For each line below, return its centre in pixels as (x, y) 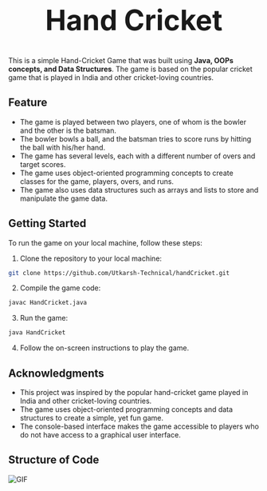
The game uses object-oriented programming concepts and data (126, 409)
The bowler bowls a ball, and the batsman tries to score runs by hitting (135, 138)
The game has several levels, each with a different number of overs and (137, 156)
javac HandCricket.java (48, 303)
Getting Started (47, 224)
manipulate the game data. (63, 198)
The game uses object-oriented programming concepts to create (126, 173)
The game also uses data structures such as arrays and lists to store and (139, 190)
